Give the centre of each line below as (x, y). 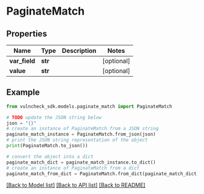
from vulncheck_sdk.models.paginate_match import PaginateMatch (89, 106)
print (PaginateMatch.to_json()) (47, 146)
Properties (27, 34)
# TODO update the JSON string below (54, 117)
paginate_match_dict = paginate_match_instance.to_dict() (81, 162)
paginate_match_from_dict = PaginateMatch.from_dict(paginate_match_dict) (103, 174)
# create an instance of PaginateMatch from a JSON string (83, 129)
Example (23, 92)
